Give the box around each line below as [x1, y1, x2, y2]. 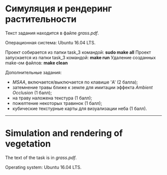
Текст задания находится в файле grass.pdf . [5, 30, 99, 36]
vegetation [5, 138, 51, 150]
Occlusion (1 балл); [12, 89, 52, 95]
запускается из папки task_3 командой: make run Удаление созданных [5, 54, 156, 60]
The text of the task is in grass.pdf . [5, 155, 77, 161]
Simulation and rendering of [5, 128, 123, 139]
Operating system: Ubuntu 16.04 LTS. [5, 164, 82, 170]
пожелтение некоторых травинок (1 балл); [12, 100, 102, 106]
